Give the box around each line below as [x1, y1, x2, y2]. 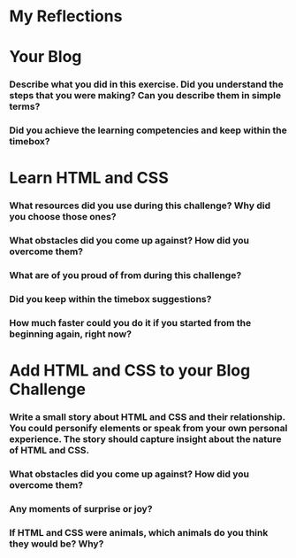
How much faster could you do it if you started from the [9, 317, 252, 329]
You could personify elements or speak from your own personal [9, 422, 288, 435]
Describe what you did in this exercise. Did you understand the [9, 78, 285, 90]
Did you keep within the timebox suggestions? [9, 293, 212, 306]
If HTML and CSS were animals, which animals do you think [9, 526, 269, 539]
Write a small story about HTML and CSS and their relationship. [9, 411, 285, 423]
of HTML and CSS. [9, 445, 90, 457]
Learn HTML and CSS [9, 168, 170, 188]
